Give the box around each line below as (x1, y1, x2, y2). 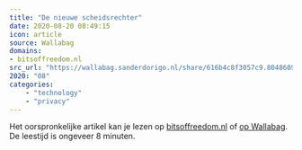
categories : (9, 80, 54, 89)
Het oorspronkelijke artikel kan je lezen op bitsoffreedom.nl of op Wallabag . (9, 121, 289, 132)
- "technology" (25, 88, 83, 97)
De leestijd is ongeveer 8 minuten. (9, 131, 136, 142)
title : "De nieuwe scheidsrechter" (9, 13, 143, 22)
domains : (9, 47, 42, 56)
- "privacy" (25, 96, 70, 106)
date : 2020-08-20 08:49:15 (9, 22, 111, 31)
